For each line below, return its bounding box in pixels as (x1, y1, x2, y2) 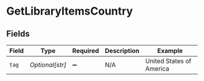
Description (104, 47, 140, 55)
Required (72, 47, 99, 55)
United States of (145, 57, 192, 65)
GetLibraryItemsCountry (6, 4, 133, 18)
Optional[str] (29, 61, 67, 69)
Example (157, 47, 183, 55)
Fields (6, 29, 30, 39)
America (145, 65, 169, 72)
